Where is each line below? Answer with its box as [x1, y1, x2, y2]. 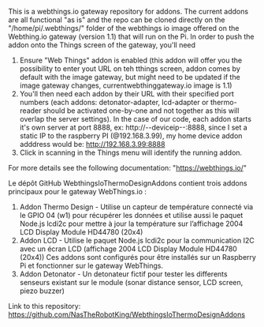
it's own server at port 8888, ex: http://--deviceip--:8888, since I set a [19, 122, 248, 132]
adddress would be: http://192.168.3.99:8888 [19, 140, 165, 148]
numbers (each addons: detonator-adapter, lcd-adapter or [19, 98, 209, 107]
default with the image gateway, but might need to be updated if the [19, 73, 240, 81]
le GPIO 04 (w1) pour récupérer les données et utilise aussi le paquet [19, 211, 244, 220]
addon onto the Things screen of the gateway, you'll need [8, 40, 195, 50]
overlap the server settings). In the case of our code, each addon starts [19, 115, 252, 123]
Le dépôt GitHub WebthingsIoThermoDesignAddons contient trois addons [8, 179, 247, 188]
